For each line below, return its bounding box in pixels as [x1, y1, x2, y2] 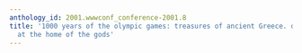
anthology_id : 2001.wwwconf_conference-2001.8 [9, 13, 187, 22]
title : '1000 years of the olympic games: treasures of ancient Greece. [9, 22, 288, 31]
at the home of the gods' [17, 30, 115, 39]
